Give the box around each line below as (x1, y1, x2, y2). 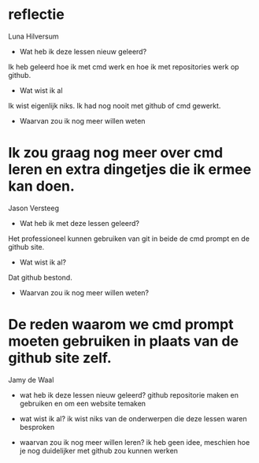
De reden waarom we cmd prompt (8, 316, 234, 334)
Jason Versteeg (8, 203, 59, 213)
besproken (19, 422, 55, 432)
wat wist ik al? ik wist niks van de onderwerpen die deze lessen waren (19, 413, 248, 423)
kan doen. (8, 177, 75, 195)
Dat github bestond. (8, 272, 72, 282)
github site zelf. (8, 349, 112, 367)
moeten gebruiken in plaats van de (8, 332, 239, 350)
